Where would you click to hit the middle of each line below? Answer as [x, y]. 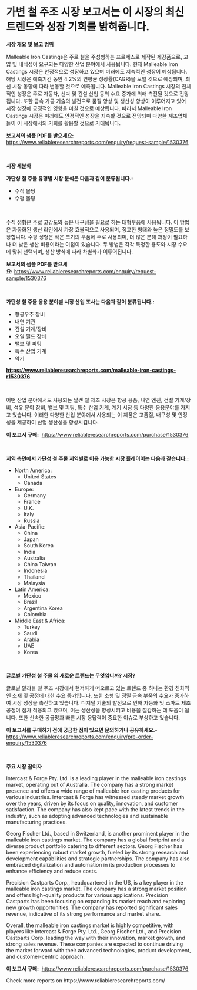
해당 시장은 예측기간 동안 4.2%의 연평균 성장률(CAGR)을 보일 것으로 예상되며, [95, 79]
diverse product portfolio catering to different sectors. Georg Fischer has [94, 846]
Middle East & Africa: [40, 621]
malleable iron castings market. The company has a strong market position [96, 889]
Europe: [24, 489]
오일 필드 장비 [30, 336]
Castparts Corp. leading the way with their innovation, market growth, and [96, 938]
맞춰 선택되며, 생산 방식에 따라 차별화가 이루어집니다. [73, 252]
